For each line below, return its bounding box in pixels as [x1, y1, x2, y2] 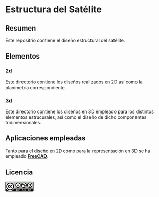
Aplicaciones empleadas [5, 134, 86, 143]
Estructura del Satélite [5, 4, 102, 15]
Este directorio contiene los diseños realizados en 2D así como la [5, 79, 143, 85]
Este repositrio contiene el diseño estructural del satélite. [5, 37, 125, 43]
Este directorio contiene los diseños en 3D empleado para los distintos [5, 108, 154, 115]
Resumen [5, 24, 36, 33]
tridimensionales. [5, 119, 42, 125]
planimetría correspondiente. [5, 84, 66, 90]
